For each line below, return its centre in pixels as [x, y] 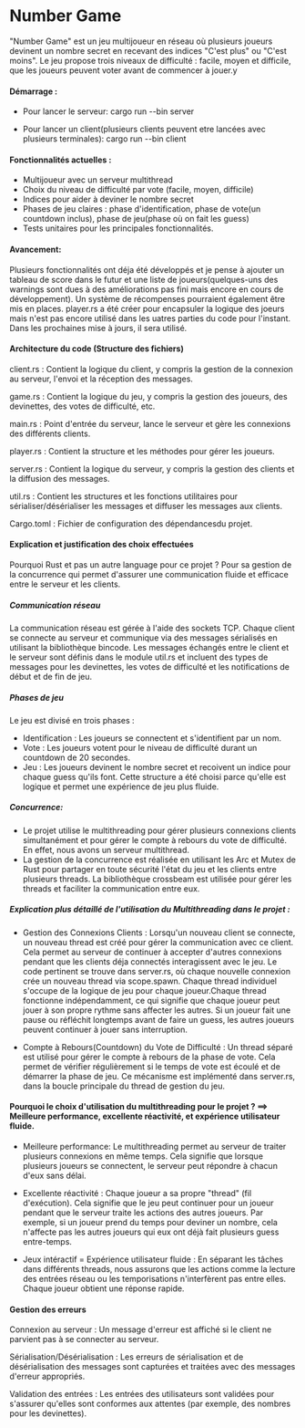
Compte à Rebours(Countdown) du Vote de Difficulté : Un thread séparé [158, 1047]
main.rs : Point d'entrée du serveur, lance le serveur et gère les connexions [150, 423]
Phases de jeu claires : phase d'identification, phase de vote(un [142, 209]
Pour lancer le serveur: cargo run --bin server [108, 111]
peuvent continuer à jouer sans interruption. [105, 1029]
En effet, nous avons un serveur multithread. [106, 850]
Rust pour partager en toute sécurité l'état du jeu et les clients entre [150, 869]
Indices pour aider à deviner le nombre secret [108, 199]
